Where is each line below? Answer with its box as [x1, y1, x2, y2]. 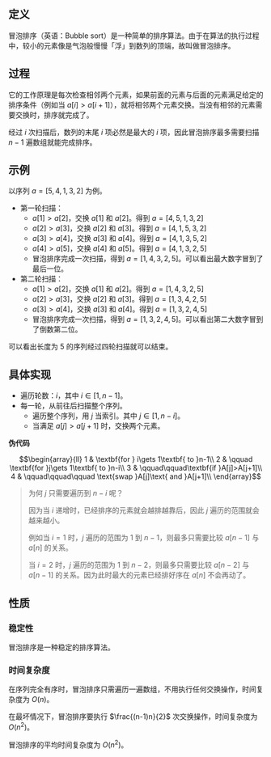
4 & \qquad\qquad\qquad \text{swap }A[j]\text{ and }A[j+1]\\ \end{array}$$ [11, 472, 261, 481]
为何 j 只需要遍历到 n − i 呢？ [28, 488, 124, 498]
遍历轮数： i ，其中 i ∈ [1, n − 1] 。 [19, 391, 128, 400]
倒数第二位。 [39, 324, 83, 334]
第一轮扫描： [19, 203, 63, 213]
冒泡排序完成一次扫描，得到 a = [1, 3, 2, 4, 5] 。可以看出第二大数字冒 [32, 315, 256, 324]
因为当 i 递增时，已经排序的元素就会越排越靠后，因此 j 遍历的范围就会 [28, 505, 260, 515]
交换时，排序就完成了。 [15, 110, 94, 120]
